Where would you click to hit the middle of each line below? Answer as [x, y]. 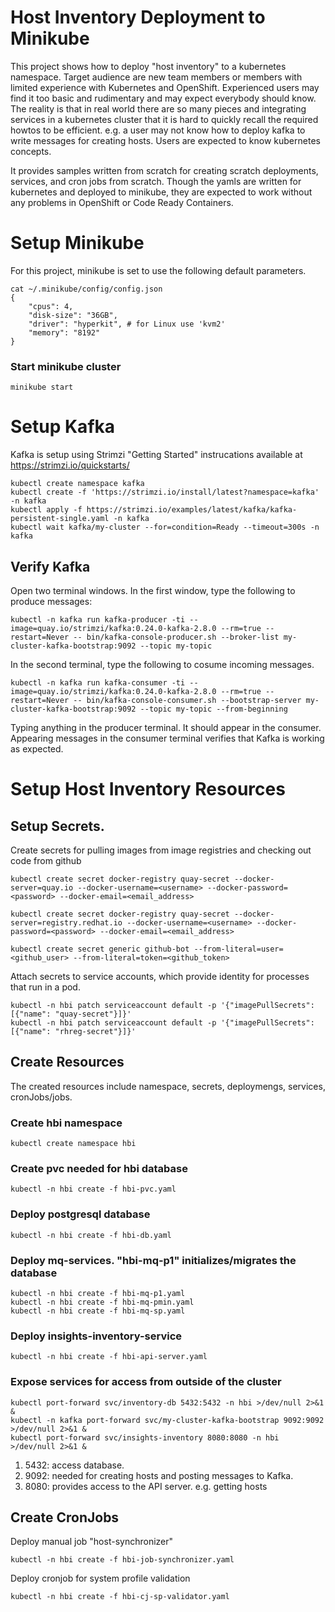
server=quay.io [42, 887]
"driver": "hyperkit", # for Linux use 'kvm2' [127, 324]
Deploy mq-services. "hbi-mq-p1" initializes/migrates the [153, 1260]
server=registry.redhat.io [66, 922]
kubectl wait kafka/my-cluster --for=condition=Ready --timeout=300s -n [165, 527]
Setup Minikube [77, 243]
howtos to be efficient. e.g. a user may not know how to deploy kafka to [158, 130]
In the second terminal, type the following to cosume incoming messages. [162, 664]
